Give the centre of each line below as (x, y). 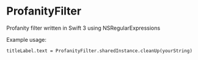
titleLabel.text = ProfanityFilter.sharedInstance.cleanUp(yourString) (99, 51)
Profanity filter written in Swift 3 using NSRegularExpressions (83, 28)
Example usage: (27, 39)
